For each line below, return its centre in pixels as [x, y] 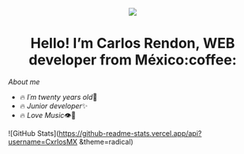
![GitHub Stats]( [34, 133]
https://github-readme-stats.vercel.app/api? [130, 133]
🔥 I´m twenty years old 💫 [58, 97]
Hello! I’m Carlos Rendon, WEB [133, 44]
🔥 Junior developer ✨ [54, 105]
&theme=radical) [106, 141]
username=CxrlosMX [43, 141]
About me [24, 82]
